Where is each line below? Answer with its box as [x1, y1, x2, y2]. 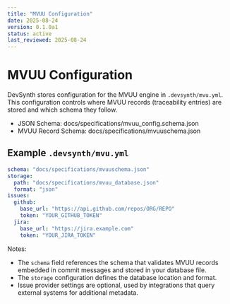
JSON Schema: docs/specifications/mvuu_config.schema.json [17, 119, 199, 128]
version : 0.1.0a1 [7, 23, 59, 30]
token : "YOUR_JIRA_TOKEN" [20, 231, 97, 239]
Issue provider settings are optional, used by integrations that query [17, 281, 215, 289]
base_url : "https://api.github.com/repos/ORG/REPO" [20, 206, 175, 213]
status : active [7, 30, 52, 37]
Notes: [7, 245, 27, 253]
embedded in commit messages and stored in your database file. [17, 266, 207, 274]
